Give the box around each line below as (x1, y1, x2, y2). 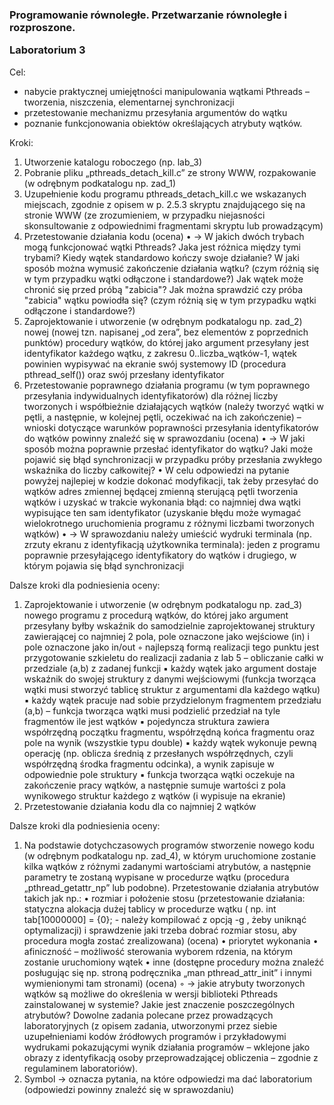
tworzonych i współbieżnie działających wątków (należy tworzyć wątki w (23, 400, 324, 412)
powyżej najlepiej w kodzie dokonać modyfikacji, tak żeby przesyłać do (23, 474, 319, 487)
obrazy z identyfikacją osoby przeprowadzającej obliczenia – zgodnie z (23, 1051, 319, 1063)
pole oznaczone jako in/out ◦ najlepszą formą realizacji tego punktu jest (23, 641, 320, 653)
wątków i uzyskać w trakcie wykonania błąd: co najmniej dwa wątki (23, 496, 301, 508)
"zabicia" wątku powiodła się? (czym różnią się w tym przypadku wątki (23, 294, 317, 306)
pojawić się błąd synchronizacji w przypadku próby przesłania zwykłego (23, 453, 323, 465)
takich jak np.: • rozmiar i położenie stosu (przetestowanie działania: (23, 892, 306, 904)
